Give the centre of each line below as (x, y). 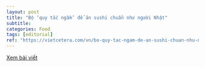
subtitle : (19, 23)
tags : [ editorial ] (30, 35)
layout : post (23, 12)
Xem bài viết (22, 58)
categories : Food (28, 29)
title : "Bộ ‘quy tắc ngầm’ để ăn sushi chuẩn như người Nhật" (87, 18)
